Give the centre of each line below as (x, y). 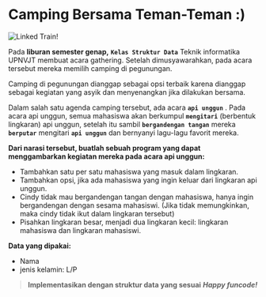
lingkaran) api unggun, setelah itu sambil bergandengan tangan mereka (122, 124)
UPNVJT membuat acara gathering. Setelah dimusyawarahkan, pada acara (130, 60)
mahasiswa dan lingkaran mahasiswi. (80, 230)
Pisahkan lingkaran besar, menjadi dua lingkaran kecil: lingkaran (124, 222)
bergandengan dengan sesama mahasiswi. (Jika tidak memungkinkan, (134, 205)
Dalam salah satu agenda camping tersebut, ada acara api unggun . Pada (127, 107)
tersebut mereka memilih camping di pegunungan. (90, 68)
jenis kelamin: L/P (48, 269)
